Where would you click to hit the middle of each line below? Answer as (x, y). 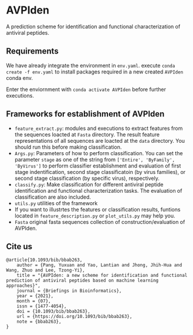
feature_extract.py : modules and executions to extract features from (99, 128)
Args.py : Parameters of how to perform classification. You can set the (99, 153)
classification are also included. (53, 197)
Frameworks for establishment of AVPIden (85, 114)
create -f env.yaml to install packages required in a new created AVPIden (95, 72)
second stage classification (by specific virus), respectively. (87, 178)
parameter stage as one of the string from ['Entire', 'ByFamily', (94, 159)
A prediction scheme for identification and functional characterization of (93, 26)
